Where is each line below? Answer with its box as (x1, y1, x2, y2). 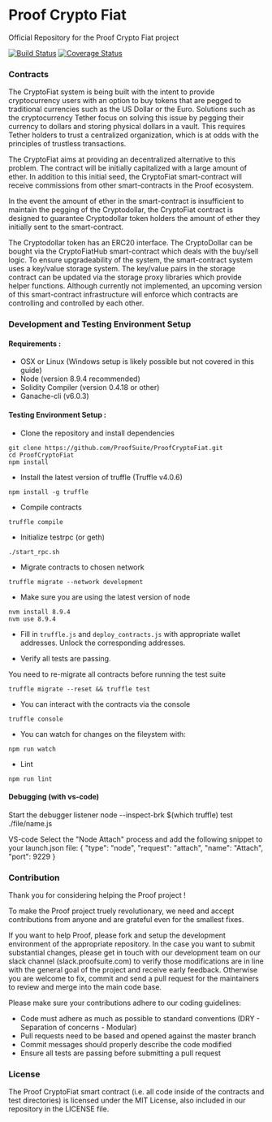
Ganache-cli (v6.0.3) (19, 392, 89, 401)
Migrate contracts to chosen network (19, 562, 145, 572)
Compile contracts (19, 502, 83, 512)
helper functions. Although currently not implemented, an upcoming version (8, 281, 262, 291)
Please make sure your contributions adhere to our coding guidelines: (8, 998, 242, 1008)
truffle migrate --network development (8, 578, 144, 586)
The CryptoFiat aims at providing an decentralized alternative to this (8, 154, 236, 164)
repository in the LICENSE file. (8, 1104, 110, 1114)
